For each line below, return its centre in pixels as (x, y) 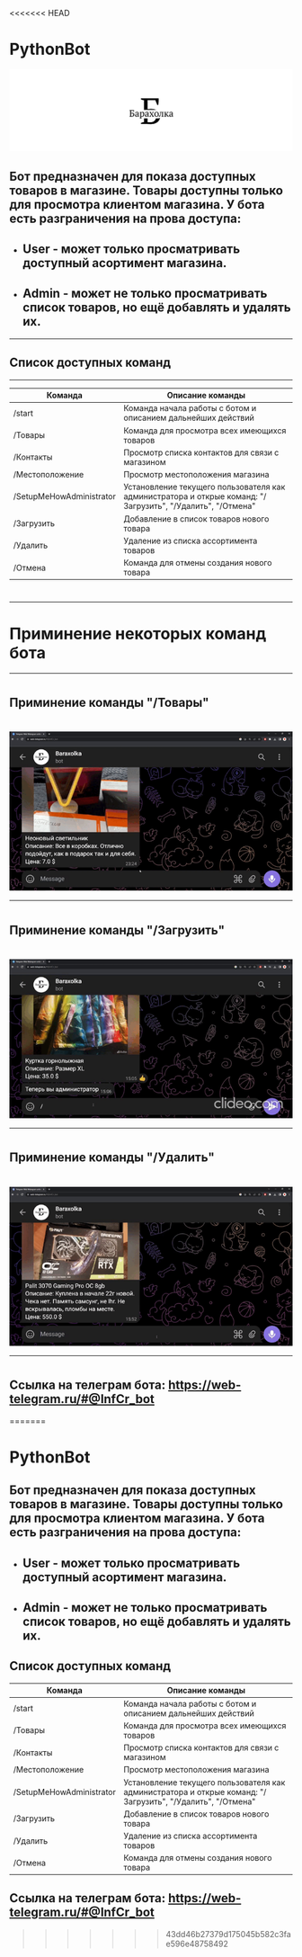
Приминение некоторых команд (138, 634)
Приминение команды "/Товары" (109, 702)
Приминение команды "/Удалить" (112, 1158)
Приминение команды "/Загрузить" (117, 930)
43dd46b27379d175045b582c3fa (229, 1934)
